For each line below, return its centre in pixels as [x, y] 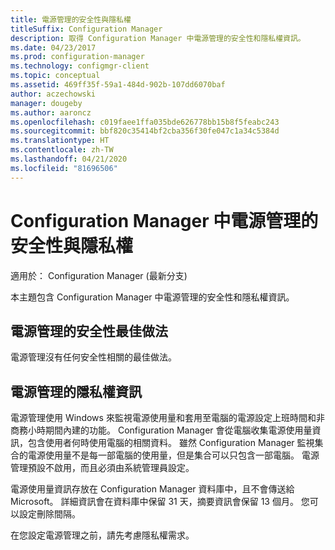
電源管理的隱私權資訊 [76, 391]
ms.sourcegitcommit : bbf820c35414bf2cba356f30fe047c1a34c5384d [145, 131]
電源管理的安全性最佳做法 [89, 331]
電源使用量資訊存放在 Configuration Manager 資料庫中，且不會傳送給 [152, 489]
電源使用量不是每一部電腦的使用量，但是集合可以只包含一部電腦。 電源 [173, 455]
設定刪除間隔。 [49, 514]
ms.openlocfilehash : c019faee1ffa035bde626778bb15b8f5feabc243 [145, 122]
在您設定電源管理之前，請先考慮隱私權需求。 [102, 535]
